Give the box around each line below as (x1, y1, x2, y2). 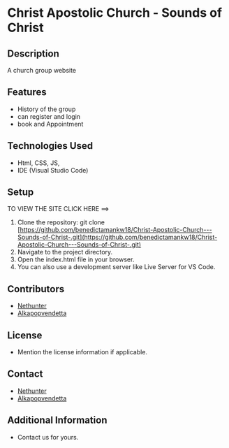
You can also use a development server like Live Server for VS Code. (17, 263, 216, 271)
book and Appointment (17, 120, 84, 128)
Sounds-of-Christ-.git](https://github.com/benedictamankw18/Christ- (17, 233, 218, 242)
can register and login (17, 112, 81, 120)
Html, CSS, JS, (17, 159, 60, 167)
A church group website (7, 66, 77, 74)
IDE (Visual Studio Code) (17, 166, 89, 174)
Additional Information (7, 414, 108, 426)
